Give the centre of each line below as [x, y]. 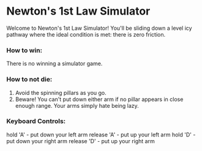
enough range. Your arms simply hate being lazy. [77, 105]
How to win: [24, 50]
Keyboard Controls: [36, 121]
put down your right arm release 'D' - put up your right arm [80, 141]
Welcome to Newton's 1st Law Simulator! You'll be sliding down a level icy [99, 28]
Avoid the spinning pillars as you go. [61, 93]
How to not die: [29, 79]
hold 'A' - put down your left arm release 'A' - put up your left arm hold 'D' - [101, 135]
